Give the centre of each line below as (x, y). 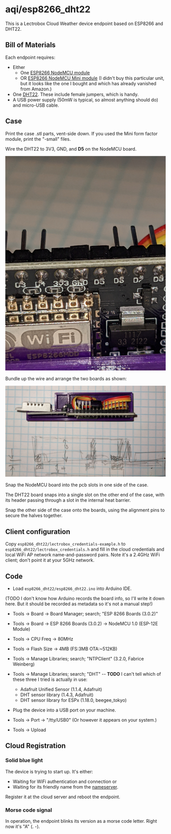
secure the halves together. (34, 516)
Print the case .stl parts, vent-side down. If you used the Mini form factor (81, 133)
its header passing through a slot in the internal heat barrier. (68, 500)
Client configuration (38, 532)
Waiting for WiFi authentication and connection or (65, 781)
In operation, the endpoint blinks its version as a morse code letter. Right (81, 821)
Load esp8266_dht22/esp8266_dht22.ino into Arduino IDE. (72, 588)
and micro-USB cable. (36, 105)
